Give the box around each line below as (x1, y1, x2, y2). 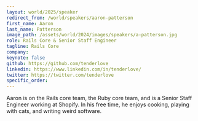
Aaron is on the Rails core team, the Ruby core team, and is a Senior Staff (6, 95, 192, 102)
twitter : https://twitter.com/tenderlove (6, 72, 114, 78)
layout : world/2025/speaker (6, 9, 79, 15)
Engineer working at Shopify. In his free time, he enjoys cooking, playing (6, 101, 189, 108)
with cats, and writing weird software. (6, 107, 102, 115)
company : (6, 49, 29, 55)
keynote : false (6, 55, 46, 61)
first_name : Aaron (6, 20, 53, 26)
